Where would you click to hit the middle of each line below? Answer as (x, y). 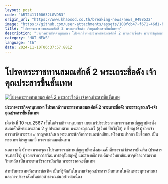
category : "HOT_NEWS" (28, 38)
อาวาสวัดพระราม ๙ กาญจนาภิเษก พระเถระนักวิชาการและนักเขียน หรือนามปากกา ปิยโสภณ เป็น (82, 134)
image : (12, 24)
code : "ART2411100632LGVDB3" (35, 15)
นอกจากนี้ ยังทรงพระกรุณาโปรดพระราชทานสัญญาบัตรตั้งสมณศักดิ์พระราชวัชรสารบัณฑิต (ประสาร (84, 150)
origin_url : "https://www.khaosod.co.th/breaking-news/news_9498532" (79, 19)
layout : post (19, 10)
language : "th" (21, 43)
